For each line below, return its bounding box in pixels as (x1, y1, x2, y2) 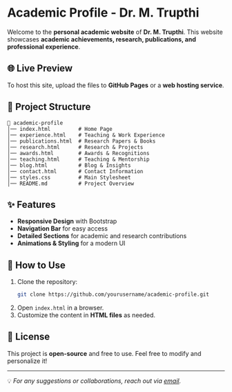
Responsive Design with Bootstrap (17, 217, 117, 226)
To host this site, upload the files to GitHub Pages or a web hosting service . (7, 81, 224, 89)
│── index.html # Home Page (7, 125, 113, 132)
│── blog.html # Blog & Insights (7, 161, 131, 169)
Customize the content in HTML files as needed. (17, 311, 156, 319)
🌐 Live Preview (7, 62, 73, 74)
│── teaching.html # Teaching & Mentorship (7, 156, 150, 163)
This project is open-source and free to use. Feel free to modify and (7, 349, 202, 357)
